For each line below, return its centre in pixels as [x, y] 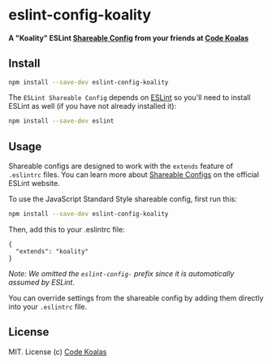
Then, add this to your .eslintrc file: [67, 230]
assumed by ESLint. [42, 283]
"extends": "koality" [52, 252]
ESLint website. [34, 184]
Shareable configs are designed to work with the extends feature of [121, 166]
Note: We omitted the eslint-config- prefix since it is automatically [121, 274]
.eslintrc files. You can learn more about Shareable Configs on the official [134, 175]
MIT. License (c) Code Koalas [58, 352]
